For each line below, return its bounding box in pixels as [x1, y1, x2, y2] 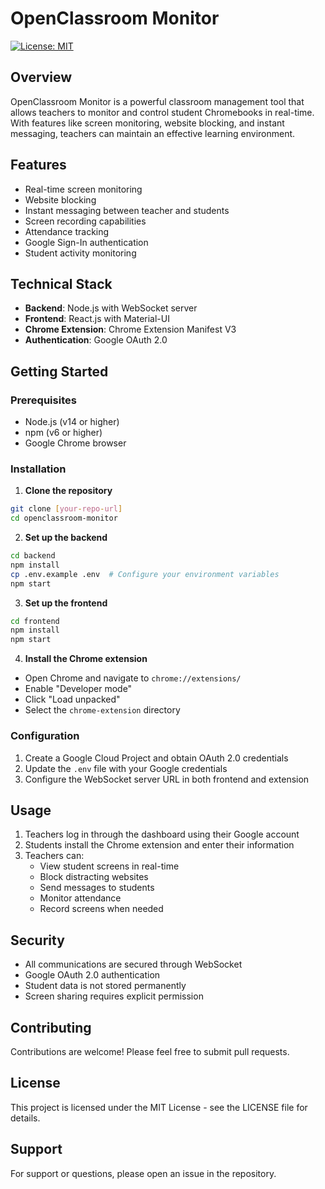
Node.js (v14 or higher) [24, 416, 120, 428]
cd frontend [10, 616, 60, 626]
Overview [10, 69, 73, 86]
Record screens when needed [39, 903, 164, 915]
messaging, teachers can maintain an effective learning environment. [10, 127, 296, 139]
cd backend [10, 551, 56, 561]
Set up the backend [24, 532, 108, 544]
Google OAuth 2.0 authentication [24, 969, 161, 981]
